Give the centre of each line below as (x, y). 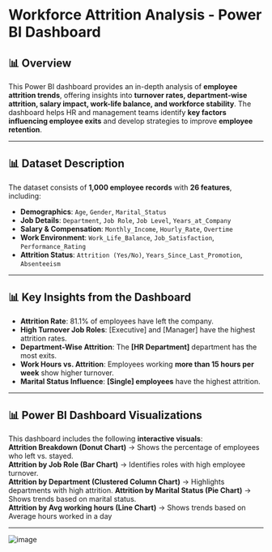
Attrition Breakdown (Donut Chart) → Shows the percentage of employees (134, 447)
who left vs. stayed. (41, 456)
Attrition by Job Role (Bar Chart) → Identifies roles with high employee (127, 464)
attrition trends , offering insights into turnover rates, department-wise (128, 95)
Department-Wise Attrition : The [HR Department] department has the (138, 347)
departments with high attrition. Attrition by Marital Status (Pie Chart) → (130, 490)
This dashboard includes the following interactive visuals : (106, 439)
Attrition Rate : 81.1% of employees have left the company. (117, 321)
